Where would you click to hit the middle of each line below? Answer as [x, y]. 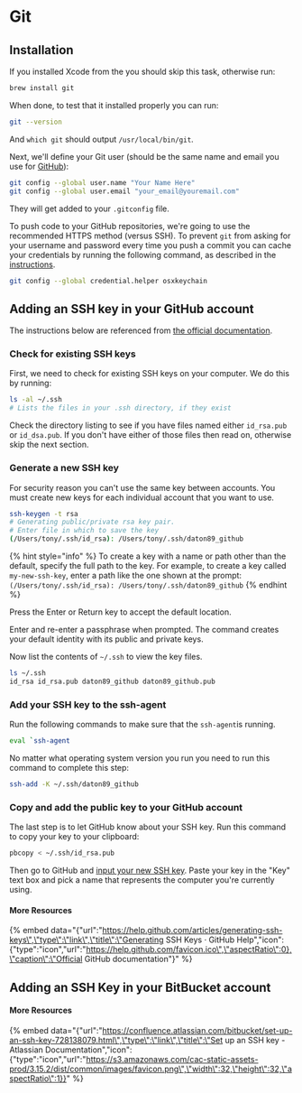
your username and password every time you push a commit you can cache [150, 245]
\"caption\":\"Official [46, 959]
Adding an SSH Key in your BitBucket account [140, 987]
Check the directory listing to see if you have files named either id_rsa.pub [148, 425]
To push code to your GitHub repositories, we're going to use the [130, 226]
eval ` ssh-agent [40, 741]
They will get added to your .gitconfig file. [89, 208]
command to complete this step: [69, 767]
